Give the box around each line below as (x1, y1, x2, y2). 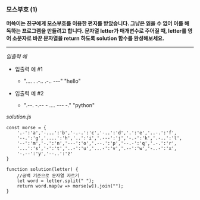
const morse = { (6, 125, 46, 131)
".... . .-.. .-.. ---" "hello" (23, 77, 82, 85)
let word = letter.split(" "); (17, 178, 95, 184)
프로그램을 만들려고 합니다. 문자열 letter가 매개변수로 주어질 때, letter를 (21, 27, 187, 35)
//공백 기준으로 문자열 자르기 (17, 173, 79, 179)
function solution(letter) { (6, 167, 79, 173)
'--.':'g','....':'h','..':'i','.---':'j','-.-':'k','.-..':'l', (17, 135, 183, 141)
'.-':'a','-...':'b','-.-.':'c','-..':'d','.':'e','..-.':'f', (17, 130, 177, 136)
